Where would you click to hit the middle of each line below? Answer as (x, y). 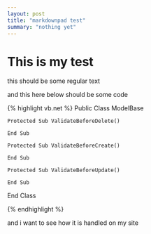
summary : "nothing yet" (42, 27)
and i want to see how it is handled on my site (73, 223)
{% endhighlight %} (36, 209)
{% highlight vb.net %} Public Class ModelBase (75, 108)
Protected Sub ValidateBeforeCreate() (64, 146)
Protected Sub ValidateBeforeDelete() (64, 121)
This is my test (51, 61)
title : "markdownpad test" (46, 20)
